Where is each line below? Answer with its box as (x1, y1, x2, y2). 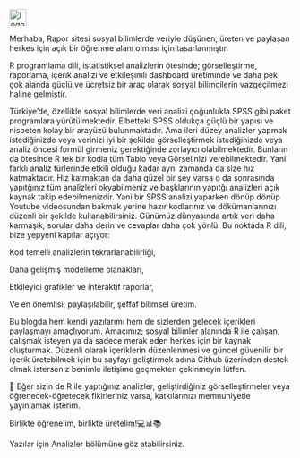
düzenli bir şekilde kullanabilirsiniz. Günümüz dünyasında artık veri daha (9, 210, 275, 221)
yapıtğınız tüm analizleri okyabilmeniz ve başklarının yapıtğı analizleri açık (9, 182, 280, 192)
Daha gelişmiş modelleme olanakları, (9, 264, 145, 275)
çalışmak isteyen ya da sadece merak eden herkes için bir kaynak (9, 335, 252, 345)
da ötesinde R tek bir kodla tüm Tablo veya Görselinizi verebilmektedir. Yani (9, 154, 287, 164)
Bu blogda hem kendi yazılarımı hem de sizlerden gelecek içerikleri (9, 317, 256, 327)
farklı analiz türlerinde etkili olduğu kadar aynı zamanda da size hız (9, 163, 255, 174)
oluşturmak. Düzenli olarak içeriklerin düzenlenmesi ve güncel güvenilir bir (9, 344, 284, 355)
